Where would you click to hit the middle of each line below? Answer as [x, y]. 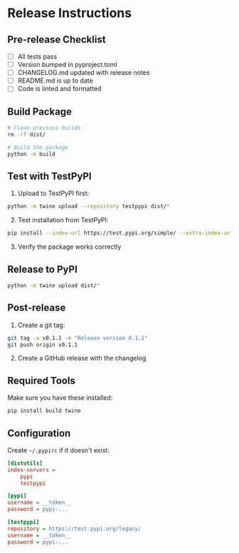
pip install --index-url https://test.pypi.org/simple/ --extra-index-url [121, 233]
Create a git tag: [41, 325]
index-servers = [31, 470]
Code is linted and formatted [59, 89]
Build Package [40, 112]
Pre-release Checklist [57, 40]
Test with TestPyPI [49, 176]
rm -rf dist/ [27, 135]
